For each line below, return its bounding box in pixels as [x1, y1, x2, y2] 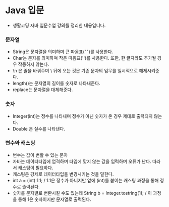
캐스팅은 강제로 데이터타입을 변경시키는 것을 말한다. [12, 171, 114, 177]
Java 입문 [5, 5, 44, 16]
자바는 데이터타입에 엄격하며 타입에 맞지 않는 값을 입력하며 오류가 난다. [12, 158, 151, 164]
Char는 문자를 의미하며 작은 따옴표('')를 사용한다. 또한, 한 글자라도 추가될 [12, 55, 156, 61]
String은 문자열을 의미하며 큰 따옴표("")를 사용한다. [12, 49, 114, 55]
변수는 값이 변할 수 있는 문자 [12, 152, 68, 158]
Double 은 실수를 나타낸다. [12, 126, 66, 132]
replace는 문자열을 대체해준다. [12, 87, 73, 93]
